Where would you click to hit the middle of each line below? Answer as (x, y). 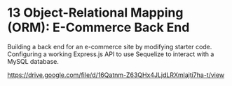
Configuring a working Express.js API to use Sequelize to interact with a (111, 54)
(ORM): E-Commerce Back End (98, 27)
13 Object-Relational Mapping (95, 13)
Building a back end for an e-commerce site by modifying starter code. (110, 46)
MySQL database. (33, 61)
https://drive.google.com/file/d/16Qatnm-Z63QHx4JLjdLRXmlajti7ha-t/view (116, 75)
